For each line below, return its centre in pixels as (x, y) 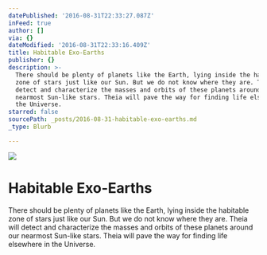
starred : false (33, 112)
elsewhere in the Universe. (52, 244)
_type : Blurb (30, 127)
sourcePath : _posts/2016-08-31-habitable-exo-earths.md (103, 120)
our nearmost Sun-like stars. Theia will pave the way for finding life (118, 235)
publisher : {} (32, 61)
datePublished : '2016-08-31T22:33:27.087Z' (81, 16)
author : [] (26, 30)
